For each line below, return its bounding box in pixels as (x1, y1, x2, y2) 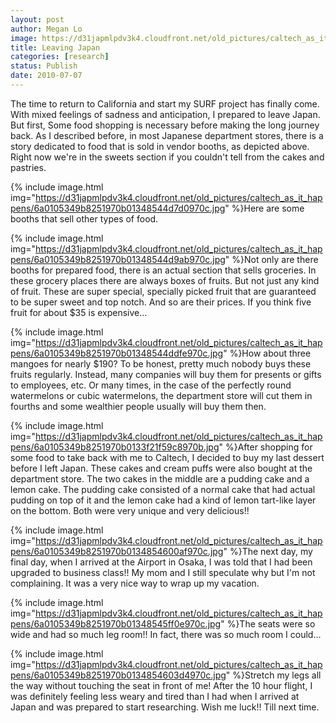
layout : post (10, 14, 65, 25)
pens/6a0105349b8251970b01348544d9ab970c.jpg (10, 253, 226, 265)
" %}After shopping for (218, 441, 313, 453)
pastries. (10, 161, 47, 173)
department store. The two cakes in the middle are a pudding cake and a (10, 472, 310, 485)
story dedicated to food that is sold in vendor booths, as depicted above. (10, 140, 310, 152)
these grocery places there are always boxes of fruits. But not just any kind (10, 274, 320, 286)
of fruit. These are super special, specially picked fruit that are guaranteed (10, 285, 317, 297)
